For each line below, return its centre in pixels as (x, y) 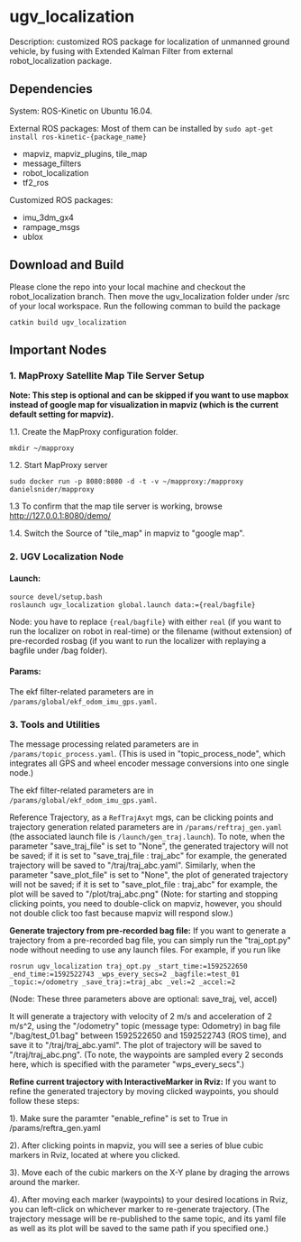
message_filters (52, 163)
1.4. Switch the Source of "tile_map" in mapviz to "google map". (127, 533)
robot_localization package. (61, 60)
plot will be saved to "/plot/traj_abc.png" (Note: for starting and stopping (144, 894)
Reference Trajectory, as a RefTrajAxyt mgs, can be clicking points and (141, 817)
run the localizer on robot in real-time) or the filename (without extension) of (151, 631)
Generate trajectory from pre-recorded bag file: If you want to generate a (148, 930)
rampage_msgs (51, 226)
